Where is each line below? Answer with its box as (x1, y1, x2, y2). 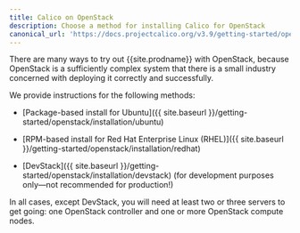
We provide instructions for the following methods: (9, 90, 196, 100)
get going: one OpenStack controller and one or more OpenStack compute (9, 206, 284, 217)
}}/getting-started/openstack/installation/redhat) (21, 143, 201, 154)
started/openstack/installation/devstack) (21, 170, 172, 181)
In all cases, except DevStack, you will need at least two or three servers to (9, 197, 286, 207)
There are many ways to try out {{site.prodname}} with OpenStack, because (9, 54, 290, 65)
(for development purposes (173, 170, 274, 181)
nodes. (9, 215, 35, 227)
